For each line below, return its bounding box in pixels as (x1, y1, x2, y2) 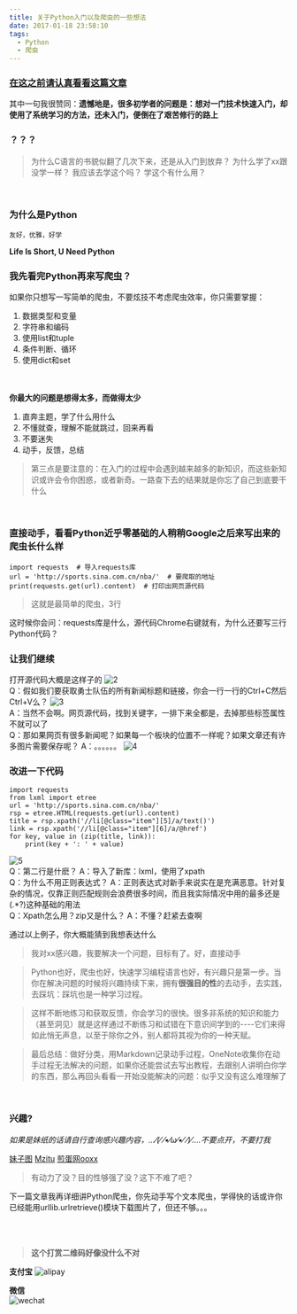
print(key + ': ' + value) (25, 840, 125, 849)
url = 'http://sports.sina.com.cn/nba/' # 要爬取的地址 (9, 572, 216, 581)
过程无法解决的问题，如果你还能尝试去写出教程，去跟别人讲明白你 (38, 1060, 279, 1070)
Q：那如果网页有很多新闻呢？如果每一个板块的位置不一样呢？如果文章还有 (9, 729, 278, 740)
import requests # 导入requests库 (9, 563, 136, 571)
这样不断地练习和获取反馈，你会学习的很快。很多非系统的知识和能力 (30, 1007, 279, 1019)
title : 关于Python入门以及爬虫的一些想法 (9, 12, 147, 22)
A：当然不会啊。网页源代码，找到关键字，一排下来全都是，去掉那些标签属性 (9, 707, 286, 718)
